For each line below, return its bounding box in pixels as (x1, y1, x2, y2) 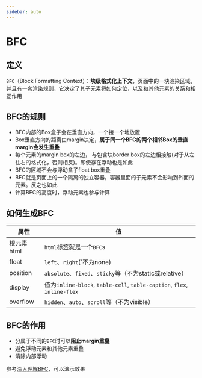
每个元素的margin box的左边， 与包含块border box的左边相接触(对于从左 (14, 151, 195, 158)
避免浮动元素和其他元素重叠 (14, 345, 84, 352)
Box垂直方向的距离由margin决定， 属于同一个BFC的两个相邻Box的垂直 (14, 136, 188, 143)
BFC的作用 (6, 320, 46, 330)
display (9, 283, 30, 292)
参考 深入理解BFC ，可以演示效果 (6, 365, 85, 373)
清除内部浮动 (14, 353, 47, 360)
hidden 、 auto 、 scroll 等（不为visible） (44, 298, 155, 306)
